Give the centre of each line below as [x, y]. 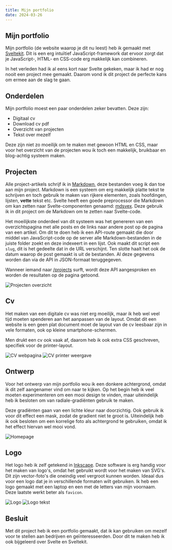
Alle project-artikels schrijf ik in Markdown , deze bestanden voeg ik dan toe [85, 184]
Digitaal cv [24, 118]
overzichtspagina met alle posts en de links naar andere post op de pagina [84, 227]
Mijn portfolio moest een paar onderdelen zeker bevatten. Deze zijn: [77, 108]
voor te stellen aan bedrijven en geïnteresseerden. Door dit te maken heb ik [85, 536]
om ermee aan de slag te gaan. [38, 80]
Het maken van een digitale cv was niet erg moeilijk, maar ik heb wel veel [83, 314]
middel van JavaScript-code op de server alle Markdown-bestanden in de [83, 237]
